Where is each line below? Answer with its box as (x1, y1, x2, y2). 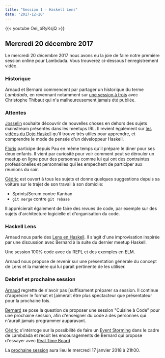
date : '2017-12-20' (5, 12, 45, 17)
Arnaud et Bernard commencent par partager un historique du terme (5, 87, 144, 92)
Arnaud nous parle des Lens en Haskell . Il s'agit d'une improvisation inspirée (5, 234, 160, 240)
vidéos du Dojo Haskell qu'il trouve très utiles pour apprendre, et (5, 131, 136, 137)
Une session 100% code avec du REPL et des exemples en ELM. (5, 249, 135, 255)
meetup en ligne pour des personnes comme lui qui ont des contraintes (5, 156, 150, 162)
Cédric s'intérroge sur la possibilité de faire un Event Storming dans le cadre (5, 327, 160, 333)
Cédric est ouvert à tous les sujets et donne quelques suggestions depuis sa (5, 176, 160, 182)
